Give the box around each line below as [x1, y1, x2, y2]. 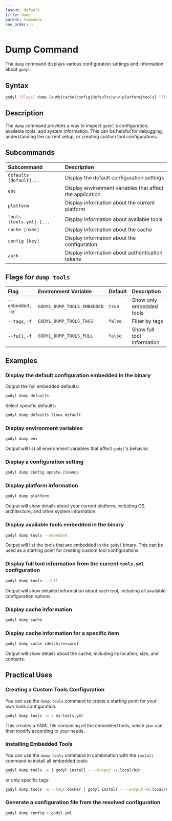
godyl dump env [5, 436, 38, 441]
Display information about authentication [64, 249, 163, 256]
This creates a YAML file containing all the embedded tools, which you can [5, 722, 163, 728]
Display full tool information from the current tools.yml [5, 560, 144, 567]
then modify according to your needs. [5, 728, 85, 734]
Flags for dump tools [5, 273, 70, 281]
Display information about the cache [64, 226, 152, 233]
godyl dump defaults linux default [5, 412, 81, 418]
